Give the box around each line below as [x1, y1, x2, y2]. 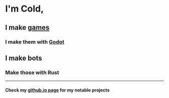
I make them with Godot [5, 38, 64, 45]
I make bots [5, 54, 42, 62]
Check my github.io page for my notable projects [5, 87, 110, 93]
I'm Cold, [5, 3, 44, 15]
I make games [5, 23, 50, 32]
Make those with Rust [5, 69, 59, 76]
